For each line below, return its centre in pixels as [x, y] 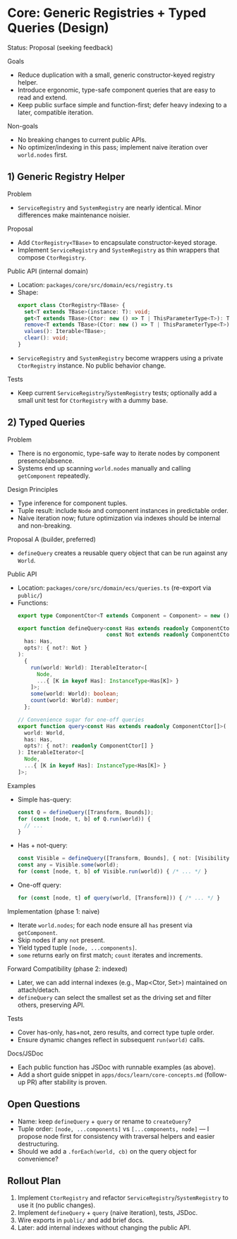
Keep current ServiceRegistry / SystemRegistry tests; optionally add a [117, 392]
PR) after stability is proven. [67, 1082]
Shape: [28, 292]
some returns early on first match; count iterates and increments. [110, 955]
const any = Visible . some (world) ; [68, 865]
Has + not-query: [43, 845]
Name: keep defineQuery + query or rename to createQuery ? [104, 1121]
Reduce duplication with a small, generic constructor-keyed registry [116, 75]
